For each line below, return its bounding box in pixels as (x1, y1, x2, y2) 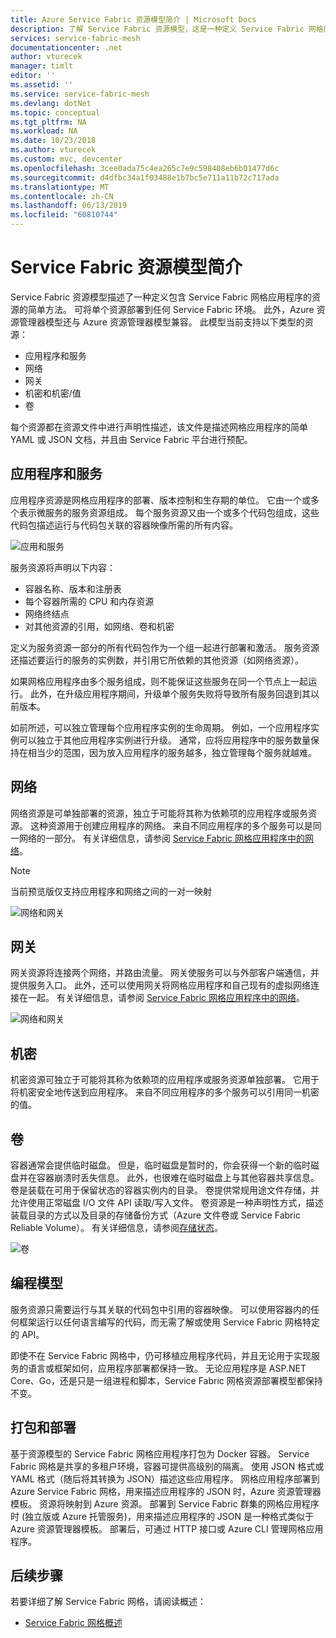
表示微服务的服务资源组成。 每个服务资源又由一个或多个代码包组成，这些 (18, 506, 320, 518)
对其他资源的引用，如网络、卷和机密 (24, 620, 175, 632)
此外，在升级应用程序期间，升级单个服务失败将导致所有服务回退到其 (29, 687, 311, 700)
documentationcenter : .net (10, 42, 123, 53)
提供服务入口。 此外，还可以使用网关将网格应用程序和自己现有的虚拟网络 (10, 979, 311, 991)
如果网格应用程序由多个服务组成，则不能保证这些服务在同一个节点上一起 (10, 675, 308, 687)
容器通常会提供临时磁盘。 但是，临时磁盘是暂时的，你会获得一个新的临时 (10, 1159, 311, 1171)
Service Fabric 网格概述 (24, 1617, 123, 1629)
